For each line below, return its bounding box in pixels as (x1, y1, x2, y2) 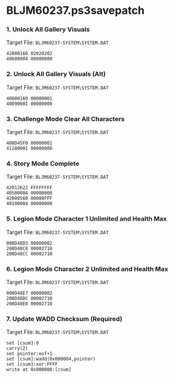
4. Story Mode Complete (6, 160, 80, 168)
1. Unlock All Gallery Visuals (6, 25, 90, 34)
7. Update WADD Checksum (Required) (6, 314, 123, 323)
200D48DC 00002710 (6, 295, 53, 301)
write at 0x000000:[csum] (6, 367, 71, 373)
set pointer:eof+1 (6, 351, 53, 357)
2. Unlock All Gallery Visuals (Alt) (6, 70, 106, 79)
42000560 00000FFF (6, 195, 53, 201)
